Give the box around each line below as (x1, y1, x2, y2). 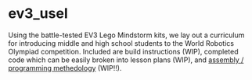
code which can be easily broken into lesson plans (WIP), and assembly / (8, 55, 244, 64)
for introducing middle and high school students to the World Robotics (8, 38, 235, 47)
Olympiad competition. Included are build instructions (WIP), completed (8, 47, 239, 56)
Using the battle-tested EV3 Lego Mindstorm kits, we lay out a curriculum (8, 30, 245, 40)
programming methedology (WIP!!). (8, 63, 122, 72)
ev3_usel (8, 5, 68, 23)
